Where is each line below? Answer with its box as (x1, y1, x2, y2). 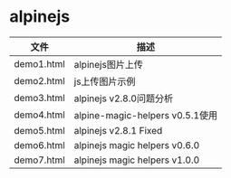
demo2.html (14, 74, 65, 87)
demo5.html (14, 124, 65, 136)
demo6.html (14, 138, 65, 151)
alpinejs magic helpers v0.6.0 (73, 138, 200, 151)
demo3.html (14, 91, 65, 104)
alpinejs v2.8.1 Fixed (73, 124, 163, 136)
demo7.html (14, 154, 65, 166)
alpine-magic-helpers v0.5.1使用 (73, 108, 218, 121)
